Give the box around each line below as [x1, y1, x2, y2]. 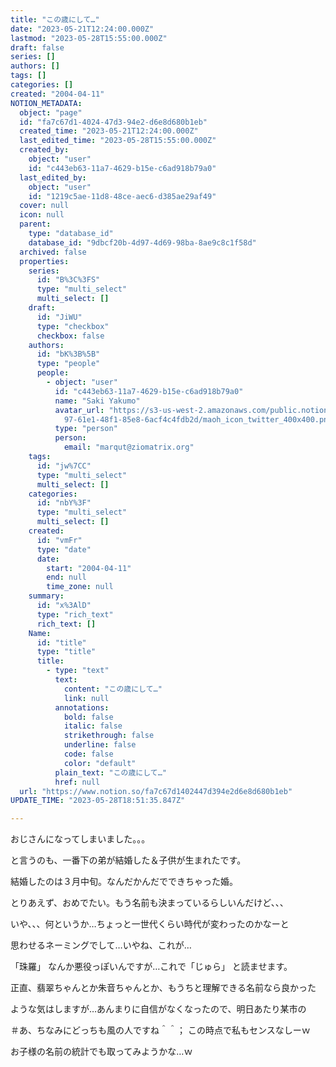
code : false [63, 749, 114, 759]
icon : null [19, 210, 65, 220]
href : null [54, 777, 101, 787]
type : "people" [36, 359, 101, 369]
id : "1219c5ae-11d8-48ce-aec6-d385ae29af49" [28, 191, 217, 201]
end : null [46, 572, 87, 583]
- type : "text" [46, 666, 110, 676]
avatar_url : [54, 405, 105, 415]
